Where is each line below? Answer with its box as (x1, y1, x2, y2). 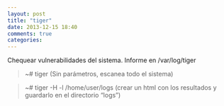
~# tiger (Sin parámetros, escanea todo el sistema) (24, 70, 174, 78)
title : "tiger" (7, 17, 52, 24)
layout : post (7, 10, 46, 18)
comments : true (7, 30, 52, 37)
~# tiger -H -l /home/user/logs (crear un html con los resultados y (24, 83, 218, 92)
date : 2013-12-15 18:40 (7, 23, 78, 30)
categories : (7, 37, 43, 44)
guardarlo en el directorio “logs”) (24, 91, 121, 100)
